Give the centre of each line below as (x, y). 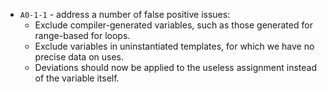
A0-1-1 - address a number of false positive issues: (125, 14)
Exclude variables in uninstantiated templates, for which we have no (174, 46)
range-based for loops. (82, 35)
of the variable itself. (77, 78)
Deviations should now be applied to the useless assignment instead (176, 67)
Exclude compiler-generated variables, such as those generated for (173, 25)
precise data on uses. (79, 57)
